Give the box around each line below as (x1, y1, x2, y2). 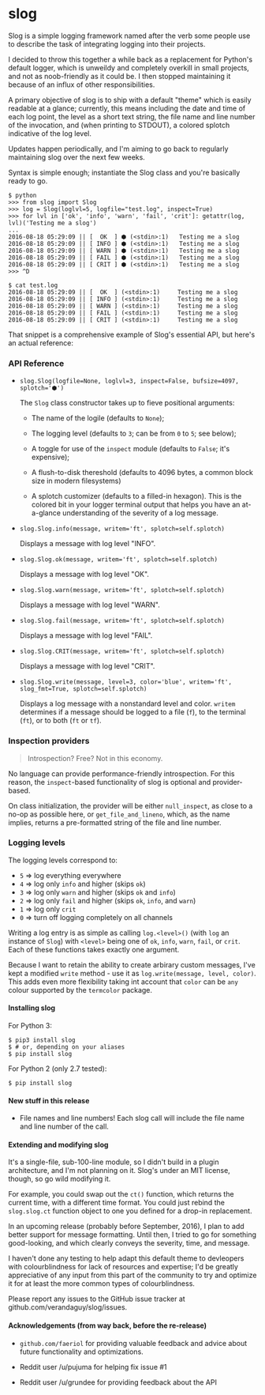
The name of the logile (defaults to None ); (31, 413, 165, 423)
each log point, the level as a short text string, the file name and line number (8, 111, 256, 121)
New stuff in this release (8, 1095, 90, 1105)
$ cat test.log (8, 281, 58, 289)
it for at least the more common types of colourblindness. (8, 1279, 196, 1288)
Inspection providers (8, 736, 90, 747)
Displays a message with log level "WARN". (19, 600, 160, 609)
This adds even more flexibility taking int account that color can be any (8, 977, 239, 986)
